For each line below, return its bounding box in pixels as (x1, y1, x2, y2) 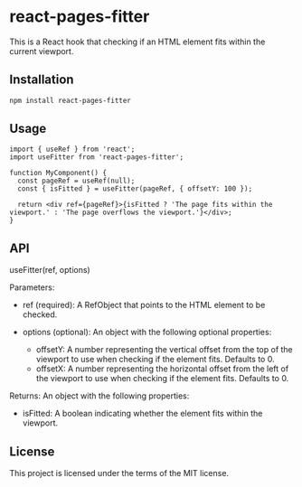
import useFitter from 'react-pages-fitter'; (9, 153, 184, 162)
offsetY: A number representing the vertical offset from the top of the (35, 344, 294, 355)
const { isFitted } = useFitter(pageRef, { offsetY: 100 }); (17, 184, 253, 193)
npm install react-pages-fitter (9, 96, 131, 105)
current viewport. (9, 45, 74, 56)
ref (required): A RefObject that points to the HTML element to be (22, 300, 266, 311)
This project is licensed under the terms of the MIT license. (9, 468, 229, 479)
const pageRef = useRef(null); (17, 176, 136, 186)
